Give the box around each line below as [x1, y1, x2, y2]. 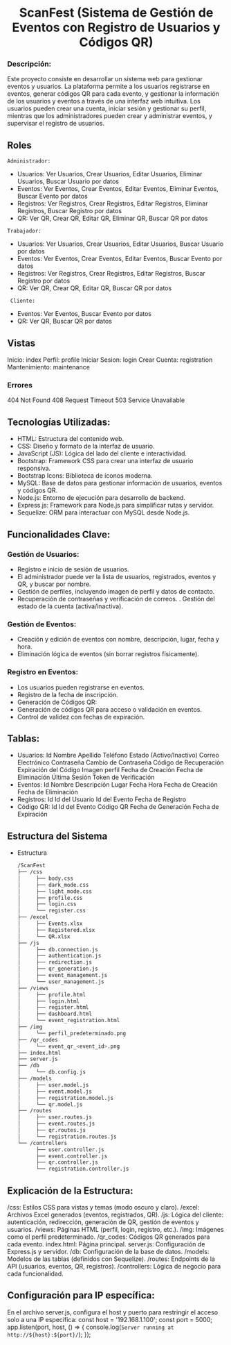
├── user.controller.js [35, 1146, 105, 1153]
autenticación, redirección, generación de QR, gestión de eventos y [7, 1217, 199, 1226]
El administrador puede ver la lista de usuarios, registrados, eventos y [17, 572, 216, 580]
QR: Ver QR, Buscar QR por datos [17, 317, 113, 326]
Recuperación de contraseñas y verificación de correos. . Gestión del [17, 594, 216, 603]
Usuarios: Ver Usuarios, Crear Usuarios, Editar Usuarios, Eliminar [17, 170, 203, 178]
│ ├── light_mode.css [17, 887, 92, 895]
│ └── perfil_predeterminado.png [17, 1030, 127, 1037]
